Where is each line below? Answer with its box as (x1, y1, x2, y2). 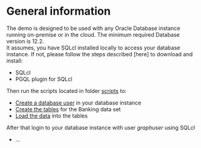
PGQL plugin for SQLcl (15, 75, 72, 83)
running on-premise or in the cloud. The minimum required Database (6, 31, 180, 38)
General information (6, 4, 111, 18)
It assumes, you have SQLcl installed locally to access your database (6, 44, 181, 51)
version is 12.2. (6, 37, 44, 45)
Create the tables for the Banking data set (15, 105, 121, 113)
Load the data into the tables (15, 112, 88, 119)
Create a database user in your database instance (15, 99, 142, 106)
